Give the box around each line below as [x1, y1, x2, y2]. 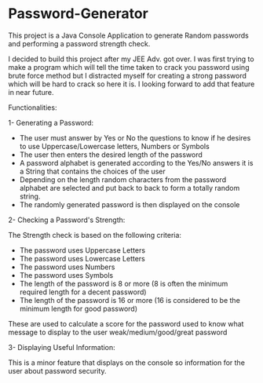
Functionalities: [8, 103, 57, 112]
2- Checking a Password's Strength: [8, 215, 126, 224]
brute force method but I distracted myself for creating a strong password [8, 71, 247, 80]
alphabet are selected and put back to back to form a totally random [19, 183, 240, 192]
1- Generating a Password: [8, 118, 94, 127]
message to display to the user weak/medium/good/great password [8, 327, 228, 337]
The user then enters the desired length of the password [19, 150, 203, 159]
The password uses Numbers [19, 262, 115, 272]
